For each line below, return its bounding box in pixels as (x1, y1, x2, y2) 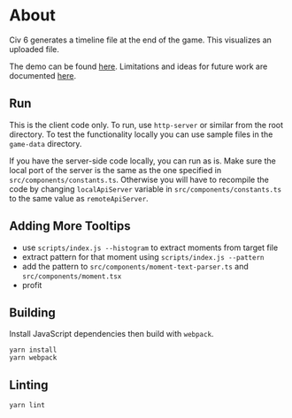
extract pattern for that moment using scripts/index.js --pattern (21, 251, 265, 262)
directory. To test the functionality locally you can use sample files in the (9, 129, 273, 140)
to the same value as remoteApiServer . (9, 193, 149, 203)
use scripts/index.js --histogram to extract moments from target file (21, 242, 279, 253)
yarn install (9, 346, 58, 354)
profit (21, 279, 42, 290)
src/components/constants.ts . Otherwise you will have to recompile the (9, 174, 270, 185)
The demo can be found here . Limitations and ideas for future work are (9, 61, 268, 72)
